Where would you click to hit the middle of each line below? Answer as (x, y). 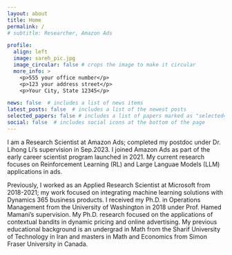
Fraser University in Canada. (48, 244)
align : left (31, 52)
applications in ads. (35, 171)
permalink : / (26, 26)
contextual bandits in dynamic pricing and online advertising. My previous (112, 222)
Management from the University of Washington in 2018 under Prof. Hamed (115, 207)
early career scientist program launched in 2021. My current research (106, 157)
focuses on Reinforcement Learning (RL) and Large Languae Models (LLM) (114, 164)
